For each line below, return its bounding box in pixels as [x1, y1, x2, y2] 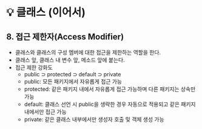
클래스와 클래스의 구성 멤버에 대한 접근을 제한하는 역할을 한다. [15, 49, 161, 56]
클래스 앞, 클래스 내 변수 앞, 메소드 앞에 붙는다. [15, 56, 126, 64]
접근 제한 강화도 [15, 64, 53, 71]
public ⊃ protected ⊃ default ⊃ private [24, 71, 121, 78]
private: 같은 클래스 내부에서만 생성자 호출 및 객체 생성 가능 [24, 116, 165, 123]
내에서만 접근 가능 [24, 108, 67, 115]
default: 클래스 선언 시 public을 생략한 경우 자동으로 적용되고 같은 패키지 [24, 101, 196, 108]
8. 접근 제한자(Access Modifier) [6, 31, 124, 42]
